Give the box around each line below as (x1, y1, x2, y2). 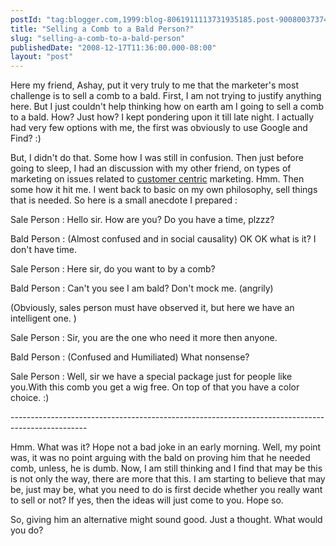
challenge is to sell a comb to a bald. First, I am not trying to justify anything (10, 90, 322, 102)
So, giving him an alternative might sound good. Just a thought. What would (10, 514, 323, 526)
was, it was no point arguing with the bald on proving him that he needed (10, 452, 311, 464)
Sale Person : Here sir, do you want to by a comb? (10, 263, 216, 275)
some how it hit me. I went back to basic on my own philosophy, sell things (10, 184, 318, 196)
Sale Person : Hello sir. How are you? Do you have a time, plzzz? (10, 214, 275, 226)
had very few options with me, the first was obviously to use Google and (10, 122, 308, 134)
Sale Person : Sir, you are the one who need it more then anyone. (10, 332, 278, 344)
